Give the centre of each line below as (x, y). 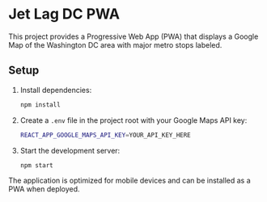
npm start (37, 165)
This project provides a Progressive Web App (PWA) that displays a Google (133, 36)
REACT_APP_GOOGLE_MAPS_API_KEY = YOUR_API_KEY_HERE (106, 135)
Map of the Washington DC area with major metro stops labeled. (115, 44)
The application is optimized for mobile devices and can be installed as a (129, 181)
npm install (40, 105)
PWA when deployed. (44, 189)
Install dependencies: (56, 90)
